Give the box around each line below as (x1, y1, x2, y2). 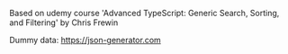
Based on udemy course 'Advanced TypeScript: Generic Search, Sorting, (9, 8, 280, 18)
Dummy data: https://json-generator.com (9, 35, 162, 45)
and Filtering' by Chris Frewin (9, 17, 119, 28)
